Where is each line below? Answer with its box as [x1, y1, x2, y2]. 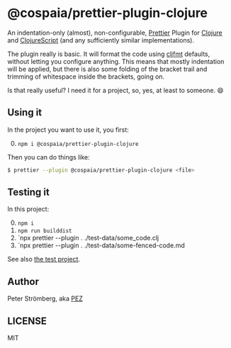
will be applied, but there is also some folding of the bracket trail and [7, 64, 208, 73]
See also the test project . [7, 255, 80, 264]
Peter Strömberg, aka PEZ [7, 294, 83, 303]
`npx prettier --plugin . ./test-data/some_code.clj [17, 234, 159, 242]
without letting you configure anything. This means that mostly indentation [7, 57, 225, 65]
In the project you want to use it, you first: [7, 125, 129, 134]
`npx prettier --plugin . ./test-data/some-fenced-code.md [17, 241, 186, 249]
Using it [7, 106, 43, 118]
